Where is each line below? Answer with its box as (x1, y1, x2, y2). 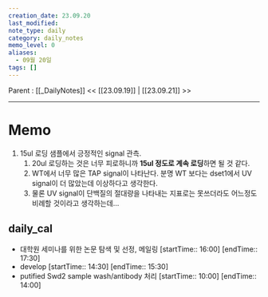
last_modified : (8, 19, 59, 27)
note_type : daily (8, 26, 66, 34)
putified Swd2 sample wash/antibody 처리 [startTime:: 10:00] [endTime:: (19, 271, 257, 280)
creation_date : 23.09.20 (8, 11, 91, 20)
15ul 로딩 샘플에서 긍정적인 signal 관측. (19, 148, 142, 158)
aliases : (8, 49, 37, 57)
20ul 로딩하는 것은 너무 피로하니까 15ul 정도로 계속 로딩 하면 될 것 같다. (31, 158, 250, 168)
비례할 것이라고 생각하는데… (31, 198, 120, 208)
